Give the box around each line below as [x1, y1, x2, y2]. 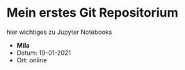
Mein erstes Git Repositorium [6, 5, 179, 21]
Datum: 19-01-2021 [16, 49, 71, 57]
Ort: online [16, 55, 47, 64]
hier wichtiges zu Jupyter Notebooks [6, 28, 113, 36]
